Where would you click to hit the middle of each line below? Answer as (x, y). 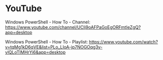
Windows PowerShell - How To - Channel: (48, 22)
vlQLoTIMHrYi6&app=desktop (35, 52)
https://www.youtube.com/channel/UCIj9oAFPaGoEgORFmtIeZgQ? (73, 27)
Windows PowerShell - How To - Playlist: (47, 41)
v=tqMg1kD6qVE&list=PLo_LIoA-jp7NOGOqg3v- (54, 47)
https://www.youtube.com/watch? (124, 41)
